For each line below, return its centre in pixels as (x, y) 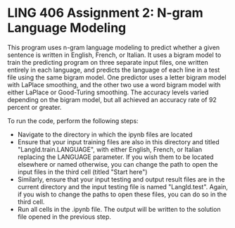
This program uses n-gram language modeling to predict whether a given (114, 47)
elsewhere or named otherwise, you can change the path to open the (118, 164)
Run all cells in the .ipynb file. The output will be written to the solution (119, 209)
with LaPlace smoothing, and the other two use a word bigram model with (114, 84)
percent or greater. (34, 107)
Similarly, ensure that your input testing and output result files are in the (121, 179)
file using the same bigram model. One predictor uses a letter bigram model (117, 77)
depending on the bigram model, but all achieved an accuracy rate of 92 (112, 99)
